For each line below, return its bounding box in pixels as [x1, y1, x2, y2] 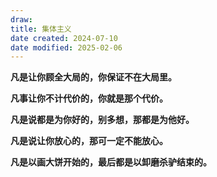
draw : [10, 14, 33, 25]
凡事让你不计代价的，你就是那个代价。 [10, 92, 168, 105]
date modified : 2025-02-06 [10, 42, 123, 53]
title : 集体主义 [10, 24, 72, 34]
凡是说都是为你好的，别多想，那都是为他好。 [10, 114, 195, 126]
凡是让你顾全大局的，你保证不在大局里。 [10, 71, 177, 83]
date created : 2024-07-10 [10, 33, 118, 43]
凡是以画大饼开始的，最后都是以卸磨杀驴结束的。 [10, 156, 212, 168]
